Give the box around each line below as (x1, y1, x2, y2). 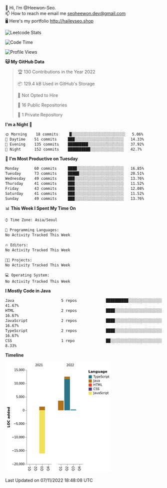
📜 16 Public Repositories (17, 102, 67, 108)
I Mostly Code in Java (5, 288, 51, 294)
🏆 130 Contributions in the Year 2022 (17, 69, 96, 75)
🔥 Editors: (5, 242, 28, 248)
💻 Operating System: (5, 273, 50, 278)
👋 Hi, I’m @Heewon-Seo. (5, 5, 56, 11)
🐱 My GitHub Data (5, 59, 45, 65)
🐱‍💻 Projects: (5, 258, 32, 263)
